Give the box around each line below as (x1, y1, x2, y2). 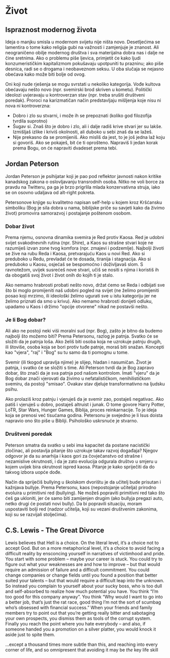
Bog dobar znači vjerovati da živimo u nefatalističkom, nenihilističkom (5, 375, 151, 381)
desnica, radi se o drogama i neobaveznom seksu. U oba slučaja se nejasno (5, 66, 164, 72)
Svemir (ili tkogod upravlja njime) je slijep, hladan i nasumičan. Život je (5, 359, 152, 366)
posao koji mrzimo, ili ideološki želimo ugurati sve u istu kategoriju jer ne (5, 293, 156, 299)
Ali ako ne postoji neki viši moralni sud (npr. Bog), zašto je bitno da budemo (5, 328, 163, 334)
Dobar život (5, 223, 35, 230)
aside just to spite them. (5, 631, 55, 638)
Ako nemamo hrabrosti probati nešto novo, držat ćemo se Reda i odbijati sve (5, 282, 165, 288)
